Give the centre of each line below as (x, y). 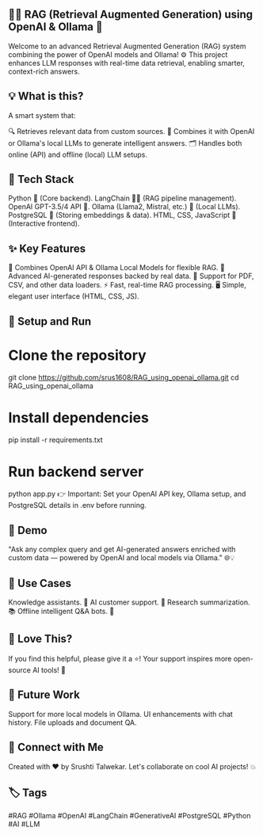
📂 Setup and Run (50, 321)
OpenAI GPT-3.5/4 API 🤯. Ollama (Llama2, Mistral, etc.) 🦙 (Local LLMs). (124, 207)
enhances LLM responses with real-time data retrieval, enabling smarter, (127, 63)
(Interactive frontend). (44, 223)
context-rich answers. (44, 71)
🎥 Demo (28, 530)
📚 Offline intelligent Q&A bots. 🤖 (61, 612)
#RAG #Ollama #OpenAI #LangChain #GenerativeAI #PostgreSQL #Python (130, 816)
